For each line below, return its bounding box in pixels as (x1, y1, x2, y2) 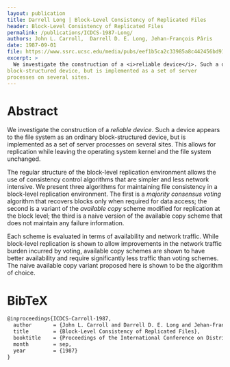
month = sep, (13, 340, 72, 348)
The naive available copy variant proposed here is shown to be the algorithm (7, 262, 223, 270)
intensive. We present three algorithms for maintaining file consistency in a (7, 183, 218, 191)
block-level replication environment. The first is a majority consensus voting (7, 190, 221, 199)
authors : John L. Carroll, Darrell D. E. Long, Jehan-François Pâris (7, 36, 213, 42)
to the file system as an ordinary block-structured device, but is (7, 133, 186, 141)
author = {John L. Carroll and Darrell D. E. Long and (13, 322, 192, 329)
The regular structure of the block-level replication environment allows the (7, 168, 217, 177)
